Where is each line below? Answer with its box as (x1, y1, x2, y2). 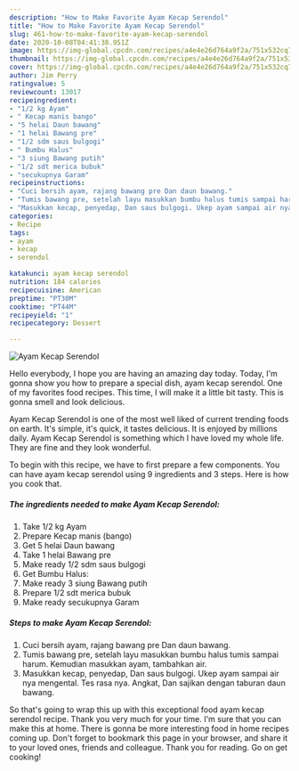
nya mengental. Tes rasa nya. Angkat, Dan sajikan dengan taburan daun (21, 678, 287, 688)
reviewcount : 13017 (9, 87, 82, 96)
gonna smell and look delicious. (9, 397, 125, 408)
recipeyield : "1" (9, 311, 74, 320)
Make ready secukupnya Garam (21, 597, 140, 608)
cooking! (9, 751, 42, 762)
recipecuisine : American (9, 286, 101, 295)
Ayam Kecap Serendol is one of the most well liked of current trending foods (9, 414, 289, 425)
